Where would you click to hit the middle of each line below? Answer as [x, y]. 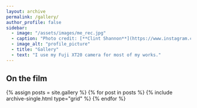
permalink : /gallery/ [33, 17]
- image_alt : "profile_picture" [51, 44]
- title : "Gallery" [35, 50]
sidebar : [17, 28]
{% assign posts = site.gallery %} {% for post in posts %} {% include [89, 93]
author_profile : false [34, 22]
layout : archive [26, 11]
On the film [27, 79]
